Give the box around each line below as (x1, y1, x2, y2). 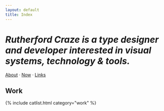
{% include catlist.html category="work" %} (5, 100, 97, 106)
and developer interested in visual (5, 44, 151, 56)
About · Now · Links (5, 72, 46, 78)
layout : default (5, 7, 39, 13)
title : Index (5, 12, 33, 17)
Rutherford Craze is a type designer (5, 34, 159, 45)
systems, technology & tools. (5, 55, 130, 67)
